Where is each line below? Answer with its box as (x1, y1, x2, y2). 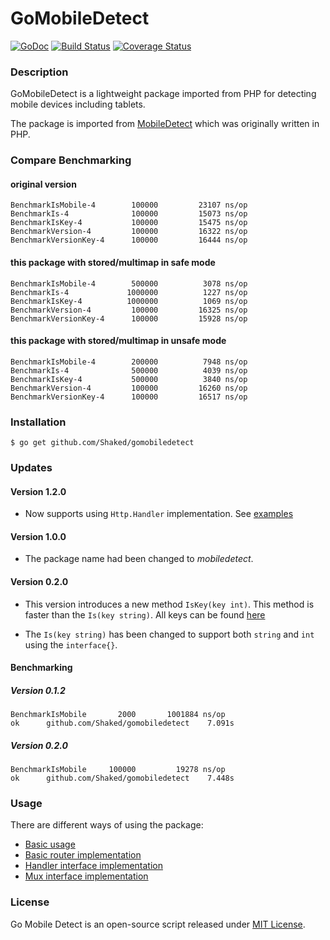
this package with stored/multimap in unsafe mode (10, 335, 227, 347)
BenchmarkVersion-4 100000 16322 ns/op (10, 227, 248, 237)
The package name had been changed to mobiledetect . (24, 553, 254, 565)
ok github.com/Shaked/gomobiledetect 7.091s (10, 718, 235, 729)
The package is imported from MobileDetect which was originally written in (10, 118, 320, 130)
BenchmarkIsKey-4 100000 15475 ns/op (10, 218, 248, 228)
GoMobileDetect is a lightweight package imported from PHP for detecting (10, 88, 317, 100)
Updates (10, 460, 53, 474)
